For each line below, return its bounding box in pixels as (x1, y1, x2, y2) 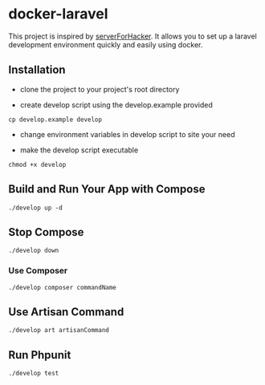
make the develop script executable (19, 145, 139, 155)
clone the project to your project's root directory (19, 84, 180, 94)
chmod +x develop (8, 160, 67, 168)
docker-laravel (8, 5, 108, 23)
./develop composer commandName (8, 283, 116, 291)
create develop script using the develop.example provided (19, 99, 213, 109)
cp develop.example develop (8, 115, 103, 124)
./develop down (8, 246, 59, 255)
